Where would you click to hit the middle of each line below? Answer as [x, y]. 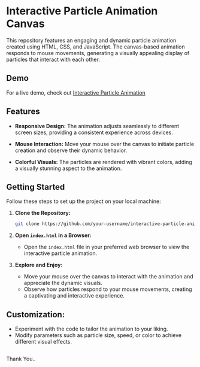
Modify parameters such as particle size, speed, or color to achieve [98, 335]
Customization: [36, 315]
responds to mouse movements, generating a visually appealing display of [98, 53]
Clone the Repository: [43, 213]
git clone [27, 224]
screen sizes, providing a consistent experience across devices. [94, 132]
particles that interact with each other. [53, 59]
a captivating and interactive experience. [74, 296]
